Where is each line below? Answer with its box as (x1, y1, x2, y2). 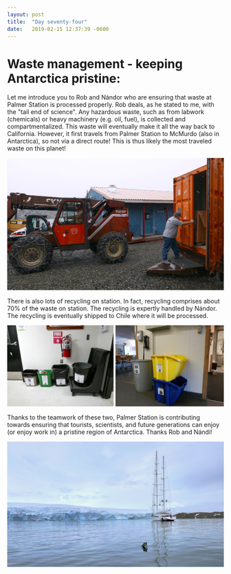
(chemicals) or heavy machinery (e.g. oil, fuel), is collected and (7, 115, 186, 124)
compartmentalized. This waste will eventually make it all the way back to (7, 122, 215, 130)
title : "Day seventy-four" (7, 18, 88, 25)
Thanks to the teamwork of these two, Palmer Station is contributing (7, 413, 201, 422)
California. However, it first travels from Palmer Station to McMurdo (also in (7, 130, 220, 138)
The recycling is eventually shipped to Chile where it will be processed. (7, 311, 208, 319)
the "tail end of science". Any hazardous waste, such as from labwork (7, 108, 205, 116)
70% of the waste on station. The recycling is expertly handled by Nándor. (7, 304, 218, 312)
